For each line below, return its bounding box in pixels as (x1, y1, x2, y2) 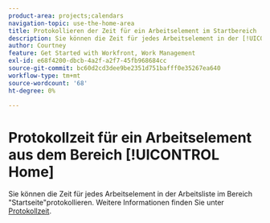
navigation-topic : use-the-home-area (8, 19, 135, 27)
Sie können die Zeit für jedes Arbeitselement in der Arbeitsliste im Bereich (8, 189, 253, 199)
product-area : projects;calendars (8, 11, 125, 20)
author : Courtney (8, 42, 67, 50)
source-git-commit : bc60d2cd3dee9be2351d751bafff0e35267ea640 (8, 64, 221, 72)
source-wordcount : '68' (8, 79, 88, 87)
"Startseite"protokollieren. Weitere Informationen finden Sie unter (8, 198, 225, 208)
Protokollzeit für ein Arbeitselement (8, 128, 252, 147)
